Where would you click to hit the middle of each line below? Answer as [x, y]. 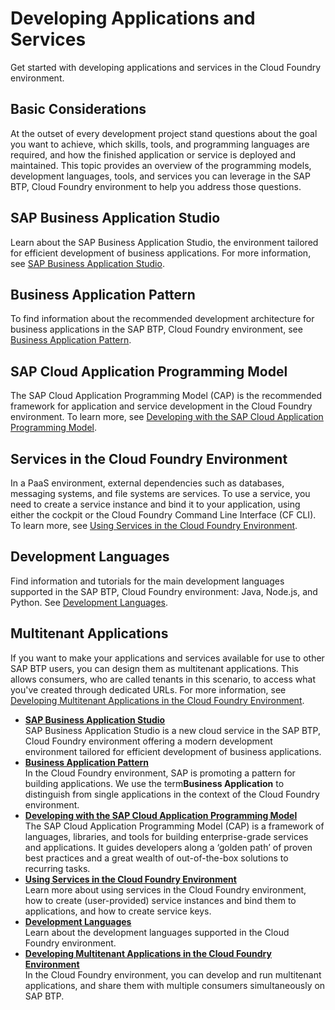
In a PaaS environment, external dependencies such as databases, [147, 483]
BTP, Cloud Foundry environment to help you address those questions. [156, 186]
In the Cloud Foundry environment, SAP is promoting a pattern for [160, 773]
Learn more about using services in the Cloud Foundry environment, [165, 889]
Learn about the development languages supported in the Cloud [157, 932]
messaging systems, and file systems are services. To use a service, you [160, 493]
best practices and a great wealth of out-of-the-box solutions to [156, 858]
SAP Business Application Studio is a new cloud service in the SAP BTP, [172, 730]
